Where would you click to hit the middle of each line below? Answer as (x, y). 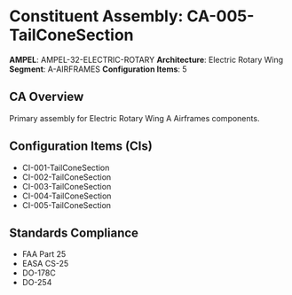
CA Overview (47, 97)
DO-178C (39, 273)
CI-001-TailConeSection (66, 167)
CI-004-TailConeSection (67, 196)
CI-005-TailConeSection (67, 205)
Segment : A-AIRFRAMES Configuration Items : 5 (99, 69)
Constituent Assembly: (96, 16)
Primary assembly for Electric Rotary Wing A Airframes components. (134, 118)
